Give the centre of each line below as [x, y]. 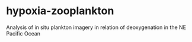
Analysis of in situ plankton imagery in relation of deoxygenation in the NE [96, 27]
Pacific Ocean [23, 33]
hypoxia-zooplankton [60, 11]
